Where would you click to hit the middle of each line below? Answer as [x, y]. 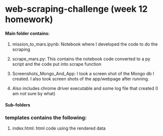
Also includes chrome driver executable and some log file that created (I [85, 88]
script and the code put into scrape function [57, 64]
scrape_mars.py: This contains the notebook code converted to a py [81, 59]
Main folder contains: [27, 33]
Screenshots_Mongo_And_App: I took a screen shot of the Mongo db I [83, 74]
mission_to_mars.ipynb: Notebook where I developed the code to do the [85, 44]
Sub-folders [18, 105]
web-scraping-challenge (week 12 [77, 9]
